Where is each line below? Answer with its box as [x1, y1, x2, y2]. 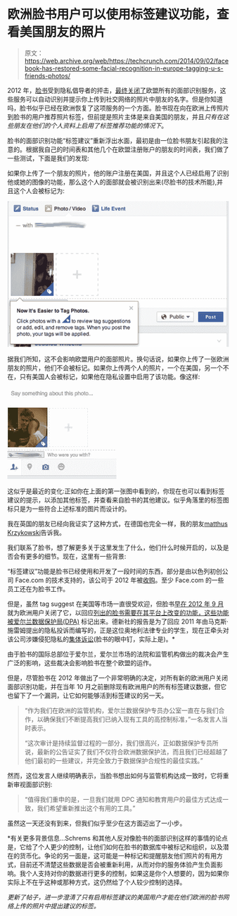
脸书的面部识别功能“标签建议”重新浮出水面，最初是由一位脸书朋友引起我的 [7, 136, 223, 144]
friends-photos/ [24, 71, 71, 80]
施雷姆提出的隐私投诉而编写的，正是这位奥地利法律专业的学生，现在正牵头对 [7, 626, 229, 634]
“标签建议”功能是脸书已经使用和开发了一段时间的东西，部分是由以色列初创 [7, 567, 223, 575]
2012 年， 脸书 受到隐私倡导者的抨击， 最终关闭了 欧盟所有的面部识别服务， [7, 86, 220, 94]
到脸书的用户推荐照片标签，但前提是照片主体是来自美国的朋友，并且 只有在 [7, 112, 223, 120]
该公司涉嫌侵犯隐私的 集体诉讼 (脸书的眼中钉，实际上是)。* [7, 635, 176, 643]
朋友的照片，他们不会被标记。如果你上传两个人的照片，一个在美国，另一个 [7, 364, 223, 372]
